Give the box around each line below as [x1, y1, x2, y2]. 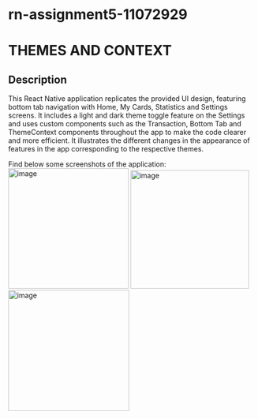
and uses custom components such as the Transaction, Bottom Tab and [8, 119, 242, 129]
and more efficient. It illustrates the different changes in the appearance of [8, 136, 250, 145]
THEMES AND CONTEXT [8, 42, 172, 60]
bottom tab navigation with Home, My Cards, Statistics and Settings [8, 103, 228, 112]
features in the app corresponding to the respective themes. [8, 144, 204, 154]
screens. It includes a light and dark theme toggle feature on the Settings [8, 110, 245, 120]
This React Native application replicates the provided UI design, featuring [8, 94, 246, 103]
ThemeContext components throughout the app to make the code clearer [8, 128, 247, 137]
